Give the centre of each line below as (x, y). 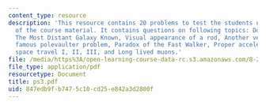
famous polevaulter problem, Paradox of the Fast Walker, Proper (125, 45)
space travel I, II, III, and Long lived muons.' (99, 52)
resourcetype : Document (47, 74)
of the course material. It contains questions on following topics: (132, 30)
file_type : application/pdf (55, 67)
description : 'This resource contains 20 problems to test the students (131, 23)
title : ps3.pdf (33, 81)
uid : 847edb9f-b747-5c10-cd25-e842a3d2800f (81, 89)
